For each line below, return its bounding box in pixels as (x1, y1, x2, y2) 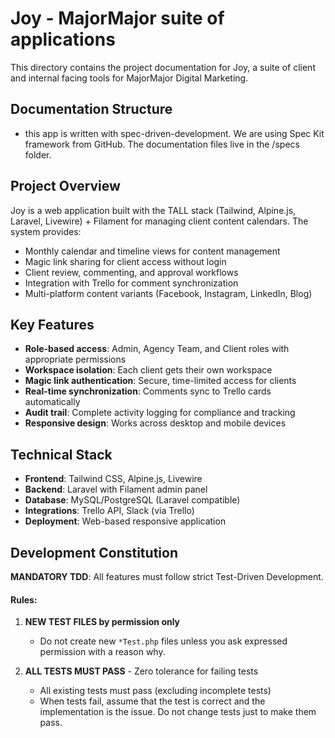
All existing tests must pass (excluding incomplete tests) (39, 685, 272, 697)
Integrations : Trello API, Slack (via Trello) (24, 505, 195, 517)
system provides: (10, 225, 82, 237)
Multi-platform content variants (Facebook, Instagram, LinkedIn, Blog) (24, 287, 313, 299)
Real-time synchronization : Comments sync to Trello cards (24, 385, 272, 397)
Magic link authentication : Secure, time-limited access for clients (24, 375, 297, 387)
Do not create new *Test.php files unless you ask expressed (39, 635, 288, 647)
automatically (24, 396, 81, 408)
